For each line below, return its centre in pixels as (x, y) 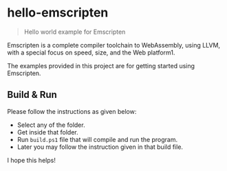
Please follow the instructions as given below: (72, 111)
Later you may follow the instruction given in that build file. (100, 147)
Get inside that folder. (47, 132)
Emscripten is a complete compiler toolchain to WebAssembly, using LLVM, (114, 45)
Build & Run (32, 95)
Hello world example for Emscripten (75, 32)
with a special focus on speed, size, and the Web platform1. (91, 52)
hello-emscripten (58, 13)
